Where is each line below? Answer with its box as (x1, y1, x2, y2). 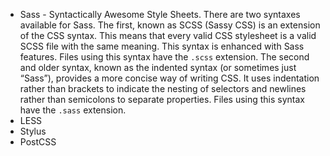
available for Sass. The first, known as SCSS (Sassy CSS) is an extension (19, 19, 321, 31)
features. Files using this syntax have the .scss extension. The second (19, 51, 310, 63)
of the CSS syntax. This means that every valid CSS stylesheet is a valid (19, 30, 317, 41)
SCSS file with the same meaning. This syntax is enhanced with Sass (19, 40, 305, 52)
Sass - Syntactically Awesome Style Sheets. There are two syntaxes (19, 9, 301, 20)
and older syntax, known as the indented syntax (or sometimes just (19, 62, 297, 73)
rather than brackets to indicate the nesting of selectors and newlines (19, 83, 307, 94)
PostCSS (19, 136, 57, 148)
